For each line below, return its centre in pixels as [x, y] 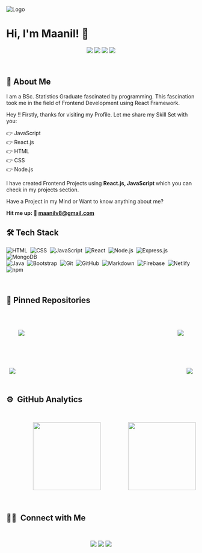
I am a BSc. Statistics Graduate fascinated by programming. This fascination [100, 96]
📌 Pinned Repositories [48, 300]
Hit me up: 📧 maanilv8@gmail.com [50, 213]
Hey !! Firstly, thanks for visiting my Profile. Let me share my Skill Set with [97, 114]
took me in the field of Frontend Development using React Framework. [93, 103]
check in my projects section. [43, 190]
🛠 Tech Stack [32, 233]
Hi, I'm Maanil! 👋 [47, 34]
